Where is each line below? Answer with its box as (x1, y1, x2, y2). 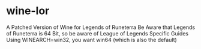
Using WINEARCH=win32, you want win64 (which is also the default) (6, 36, 177, 43)
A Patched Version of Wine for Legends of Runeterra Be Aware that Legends (6, 24, 196, 31)
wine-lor (6, 4, 50, 18)
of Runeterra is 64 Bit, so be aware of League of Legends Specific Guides (6, 30, 189, 37)
